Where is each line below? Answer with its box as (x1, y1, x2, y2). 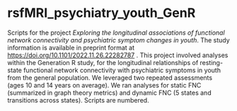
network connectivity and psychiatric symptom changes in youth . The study (7, 35, 230, 44)
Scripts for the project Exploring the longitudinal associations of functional (7, 28, 225, 37)
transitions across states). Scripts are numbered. (7, 95, 150, 104)
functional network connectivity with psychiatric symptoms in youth (23, 66, 221, 74)
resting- (200, 58, 224, 66)
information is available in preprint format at (7, 43, 135, 52)
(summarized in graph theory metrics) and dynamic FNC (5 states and (7, 88, 212, 97)
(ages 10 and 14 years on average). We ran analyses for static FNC (7, 81, 202, 89)
